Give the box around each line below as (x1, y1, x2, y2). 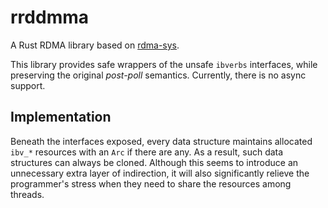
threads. (10, 188, 45, 200)
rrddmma (10, 6, 89, 29)
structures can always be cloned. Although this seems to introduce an (10, 156, 299, 168)
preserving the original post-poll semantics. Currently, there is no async (10, 69, 307, 81)
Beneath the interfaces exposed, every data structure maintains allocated (10, 135, 313, 147)
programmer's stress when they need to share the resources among (10, 177, 292, 190)
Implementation (10, 109, 112, 126)
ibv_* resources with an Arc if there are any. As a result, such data (10, 146, 284, 158)
